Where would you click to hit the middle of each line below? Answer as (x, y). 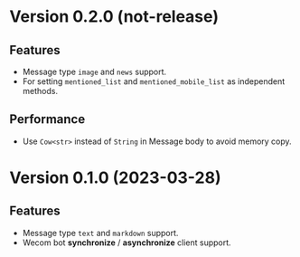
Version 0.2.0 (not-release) (114, 17)
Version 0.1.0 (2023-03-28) (115, 177)
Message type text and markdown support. (100, 233)
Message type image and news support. (94, 71)
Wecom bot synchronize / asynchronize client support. (127, 243)
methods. (40, 91)
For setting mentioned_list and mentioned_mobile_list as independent (154, 81)
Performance (47, 119)
